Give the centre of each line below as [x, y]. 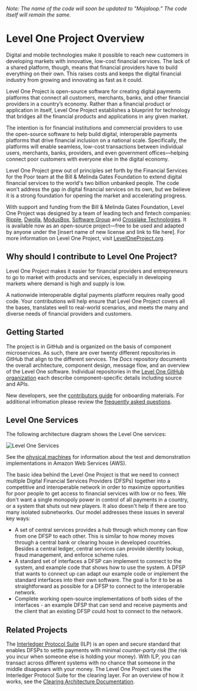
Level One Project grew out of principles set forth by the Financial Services [97, 170]
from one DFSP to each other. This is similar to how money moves [94, 536]
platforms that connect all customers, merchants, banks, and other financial [98, 97]
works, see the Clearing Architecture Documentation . [71, 682]
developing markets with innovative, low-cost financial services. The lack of [98, 61]
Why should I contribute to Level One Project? [92, 257]
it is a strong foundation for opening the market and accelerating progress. [96, 195]
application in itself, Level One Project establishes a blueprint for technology [98, 110]
